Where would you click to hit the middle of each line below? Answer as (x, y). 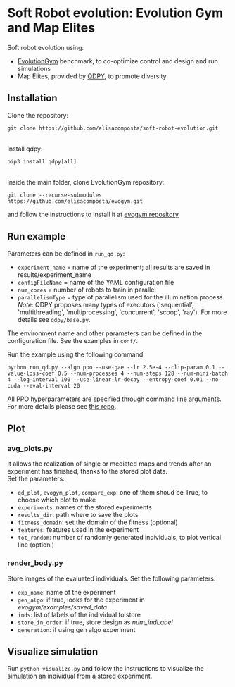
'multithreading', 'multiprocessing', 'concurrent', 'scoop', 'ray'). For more (122, 312)
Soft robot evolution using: (46, 47)
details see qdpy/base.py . (54, 319)
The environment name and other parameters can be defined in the (105, 333)
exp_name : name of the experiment (66, 592)
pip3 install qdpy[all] (42, 161)
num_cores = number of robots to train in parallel (87, 290)
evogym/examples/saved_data (62, 607)
